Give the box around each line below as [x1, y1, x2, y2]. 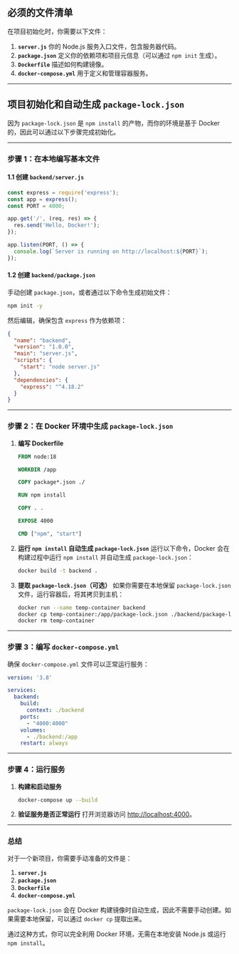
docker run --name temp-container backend [17, 604, 146, 611]
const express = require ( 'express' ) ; [7, 189, 119, 196]
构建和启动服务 [17, 782, 62, 791]
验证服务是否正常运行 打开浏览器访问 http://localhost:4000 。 [17, 810, 196, 819]
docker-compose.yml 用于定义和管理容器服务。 [17, 68, 152, 77]
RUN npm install [17, 492, 66, 499]
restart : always [20, 740, 69, 747]
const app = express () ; [7, 195, 78, 203]
